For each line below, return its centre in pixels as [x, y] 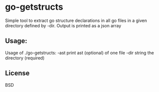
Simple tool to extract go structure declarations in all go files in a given [76, 20]
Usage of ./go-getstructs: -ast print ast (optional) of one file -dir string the [79, 53]
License [17, 73]
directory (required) [25, 58]
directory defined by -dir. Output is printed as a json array [63, 25]
